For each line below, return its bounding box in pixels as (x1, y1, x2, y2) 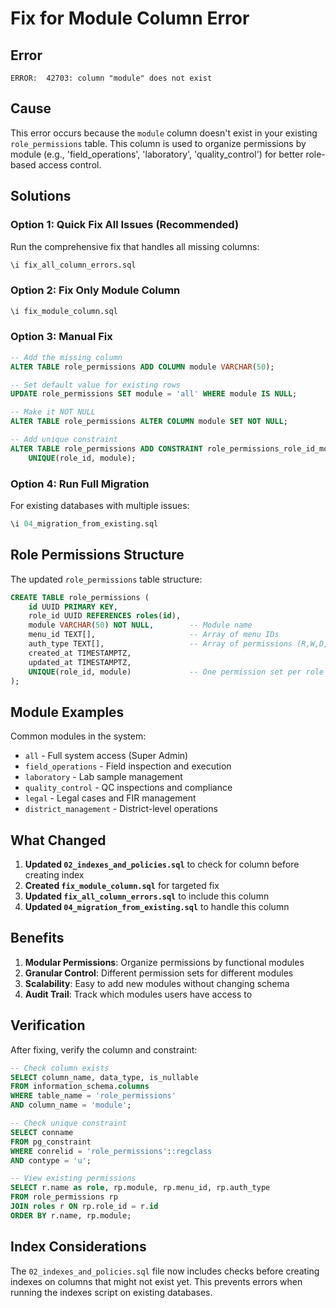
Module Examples (10, 703, 125, 721)
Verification (10, 1017, 86, 1034)
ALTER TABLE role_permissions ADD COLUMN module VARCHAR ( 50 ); (10, 362, 275, 372)
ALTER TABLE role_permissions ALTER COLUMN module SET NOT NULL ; (10, 417, 288, 427)
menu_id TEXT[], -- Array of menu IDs (28, 630, 280, 640)
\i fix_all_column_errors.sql (10, 260, 137, 270)
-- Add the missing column (10, 352, 123, 362)
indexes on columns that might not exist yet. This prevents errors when (10, 1275, 303, 1287)
